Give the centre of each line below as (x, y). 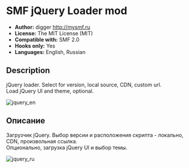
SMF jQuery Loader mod (67, 11)
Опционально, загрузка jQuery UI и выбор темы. (67, 147)
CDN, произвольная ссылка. (42, 141)
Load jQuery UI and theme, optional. (50, 91)
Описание (26, 121)
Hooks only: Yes (35, 46)
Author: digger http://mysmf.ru (52, 27)
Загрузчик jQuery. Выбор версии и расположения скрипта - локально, (95, 135)
